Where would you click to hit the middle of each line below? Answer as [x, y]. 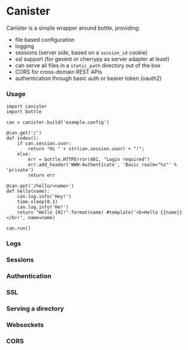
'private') [20, 170]
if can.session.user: [44, 144]
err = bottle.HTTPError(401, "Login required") [89, 160]
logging [24, 46]
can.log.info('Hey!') [44, 197]
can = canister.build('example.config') [58, 122]
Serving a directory [35, 308]
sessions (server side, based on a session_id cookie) [81, 52]
